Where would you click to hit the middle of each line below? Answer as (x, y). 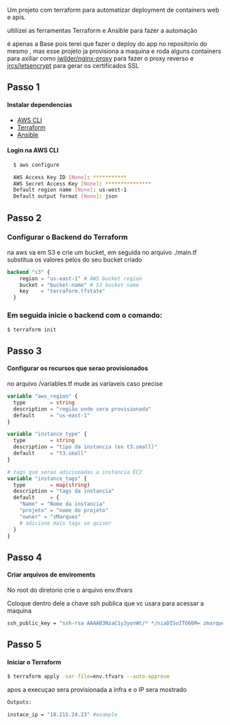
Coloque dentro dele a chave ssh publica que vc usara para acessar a (105, 603)
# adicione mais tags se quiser (65, 523)
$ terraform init (32, 330)
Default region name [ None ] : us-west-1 (70, 190)
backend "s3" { (29, 272)
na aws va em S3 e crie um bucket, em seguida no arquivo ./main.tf (102, 252)
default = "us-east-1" (52, 415)
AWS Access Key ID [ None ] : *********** (70, 177)
